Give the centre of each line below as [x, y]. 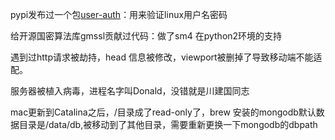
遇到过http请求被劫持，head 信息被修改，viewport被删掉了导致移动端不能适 [166, 57]
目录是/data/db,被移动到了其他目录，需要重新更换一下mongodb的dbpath [168, 124]
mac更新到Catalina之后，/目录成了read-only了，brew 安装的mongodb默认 [163, 112]
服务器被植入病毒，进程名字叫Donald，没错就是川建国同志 [130, 91]
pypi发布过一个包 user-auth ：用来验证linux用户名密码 [119, 14]
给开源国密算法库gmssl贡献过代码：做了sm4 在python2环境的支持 [146, 36]
